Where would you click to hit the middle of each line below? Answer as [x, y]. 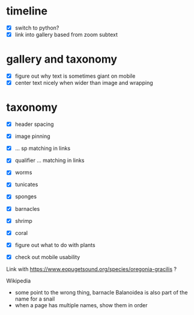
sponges [26, 196]
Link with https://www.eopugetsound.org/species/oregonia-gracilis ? [92, 269]
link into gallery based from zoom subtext [66, 35]
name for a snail [35, 299]
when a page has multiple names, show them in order [81, 305]
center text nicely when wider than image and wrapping [84, 83]
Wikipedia [19, 281]
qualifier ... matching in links [50, 160]
